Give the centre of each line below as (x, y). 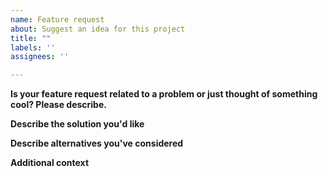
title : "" (31, 38)
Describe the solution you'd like (77, 124)
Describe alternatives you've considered (97, 143)
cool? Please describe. (58, 105)
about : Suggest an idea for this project (98, 29)
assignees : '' (40, 57)
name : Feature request (57, 19)
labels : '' (33, 47)
